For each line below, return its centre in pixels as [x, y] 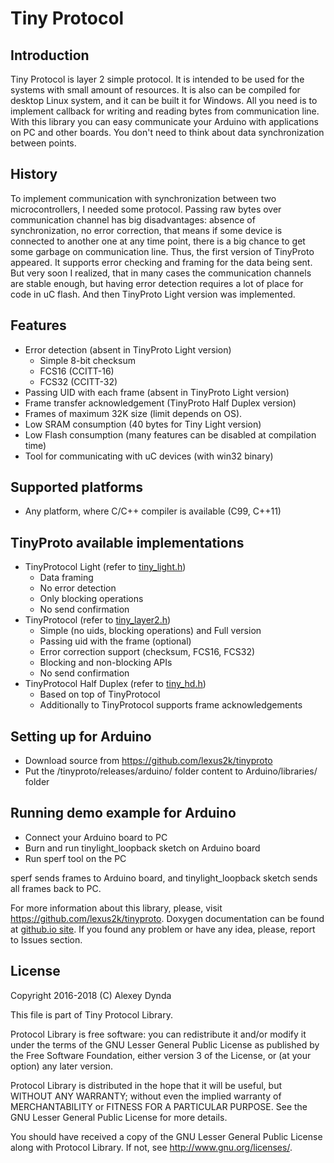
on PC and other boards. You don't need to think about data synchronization [167, 132]
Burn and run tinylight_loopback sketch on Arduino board [142, 848]
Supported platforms [76, 487]
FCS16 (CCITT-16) [77, 371]
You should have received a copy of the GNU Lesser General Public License [166, 1136]
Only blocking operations [91, 599]
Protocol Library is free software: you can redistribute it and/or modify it [158, 1034]
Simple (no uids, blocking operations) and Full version [150, 631]
